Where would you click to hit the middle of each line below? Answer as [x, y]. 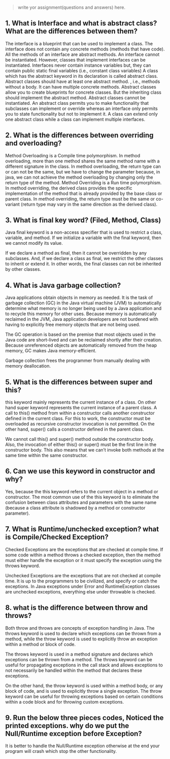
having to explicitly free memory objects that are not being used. [73, 325]
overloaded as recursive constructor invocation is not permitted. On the [80, 424]
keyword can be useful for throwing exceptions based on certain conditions [84, 696]
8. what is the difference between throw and [77, 608]
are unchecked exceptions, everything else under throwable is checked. [81, 592]
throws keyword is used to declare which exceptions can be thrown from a [83, 633]
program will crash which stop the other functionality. [61, 751]
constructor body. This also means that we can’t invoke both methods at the [85, 450]
